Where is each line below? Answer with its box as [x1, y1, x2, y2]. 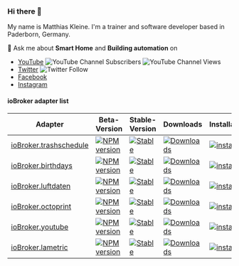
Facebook [17, 73, 48, 81]
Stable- [129, 115, 156, 124]
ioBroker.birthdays [11, 160, 73, 170]
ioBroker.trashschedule [11, 140, 89, 150]
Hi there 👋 [7, 6, 43, 16]
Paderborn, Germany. [7, 30, 71, 38]
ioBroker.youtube [11, 222, 69, 232]
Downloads [163, 119, 203, 129]
